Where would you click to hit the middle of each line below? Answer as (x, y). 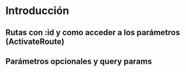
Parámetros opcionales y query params (79, 61)
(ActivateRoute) (35, 41)
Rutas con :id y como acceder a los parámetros (93, 32)
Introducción (37, 11)
